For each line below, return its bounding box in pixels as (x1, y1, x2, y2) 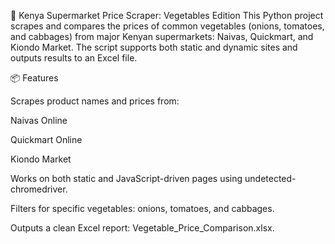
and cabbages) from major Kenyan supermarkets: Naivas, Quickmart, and (10, 31, 314, 42)
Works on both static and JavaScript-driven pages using (10, 173, 243, 184)
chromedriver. (10, 183, 68, 195)
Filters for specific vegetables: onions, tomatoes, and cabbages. (10, 203, 275, 214)
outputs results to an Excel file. (10, 52, 138, 64)
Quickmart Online (10, 134, 83, 145)
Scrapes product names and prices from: (10, 95, 180, 107)
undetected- (244, 173, 297, 184)
